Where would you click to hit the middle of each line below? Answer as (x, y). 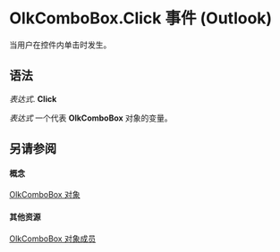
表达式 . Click (33, 98)
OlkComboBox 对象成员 (53, 239)
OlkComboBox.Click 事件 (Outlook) (141, 18)
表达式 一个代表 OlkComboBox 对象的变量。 (91, 118)
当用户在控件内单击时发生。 (60, 45)
